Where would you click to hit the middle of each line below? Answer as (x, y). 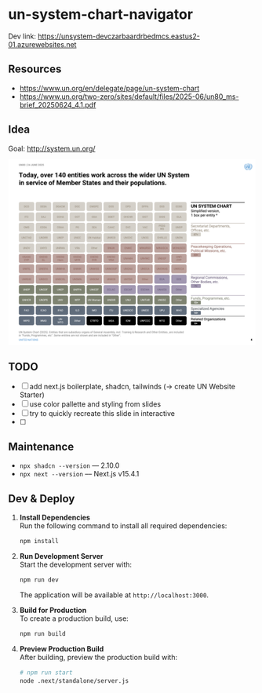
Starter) (32, 395)
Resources (35, 69)
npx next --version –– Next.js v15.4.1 (79, 474)
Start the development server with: (75, 564)
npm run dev (39, 580)
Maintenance (41, 446)
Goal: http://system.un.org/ (52, 148)
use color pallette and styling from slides (95, 404)
